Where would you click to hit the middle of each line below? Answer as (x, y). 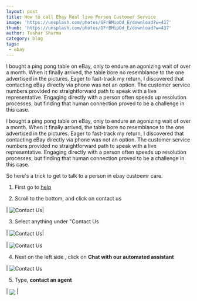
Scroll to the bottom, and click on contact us (68, 198)
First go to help (33, 187)
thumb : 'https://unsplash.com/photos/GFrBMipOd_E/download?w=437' (89, 28)
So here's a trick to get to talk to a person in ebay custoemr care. (84, 175)
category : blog (25, 39)
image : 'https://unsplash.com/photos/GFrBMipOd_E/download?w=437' (89, 22)
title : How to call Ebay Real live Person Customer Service (81, 17)
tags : (13, 44)
